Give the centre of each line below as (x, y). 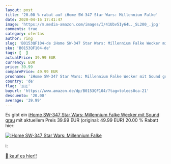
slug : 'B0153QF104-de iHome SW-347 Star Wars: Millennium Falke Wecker (83, 43)
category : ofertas (25, 34)
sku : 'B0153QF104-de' (28, 48)
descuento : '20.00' (26, 96)
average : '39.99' (24, 100)
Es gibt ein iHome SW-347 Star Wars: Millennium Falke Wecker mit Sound (82, 115)
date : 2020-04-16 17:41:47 (34, 19)
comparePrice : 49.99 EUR (32, 72)
